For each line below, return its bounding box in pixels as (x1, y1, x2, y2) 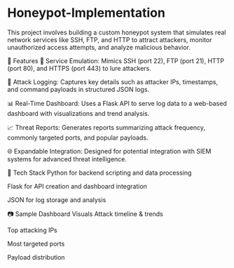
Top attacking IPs (7, 226, 57, 234)
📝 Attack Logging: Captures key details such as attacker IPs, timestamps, (7, 77, 219, 86)
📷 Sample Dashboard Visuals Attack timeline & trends (7, 209, 163, 218)
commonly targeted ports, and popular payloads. (7, 133, 149, 142)
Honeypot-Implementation (7, 5, 166, 21)
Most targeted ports (7, 239, 65, 248)
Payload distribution (7, 253, 65, 261)
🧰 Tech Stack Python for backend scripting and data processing (7, 168, 192, 177)
